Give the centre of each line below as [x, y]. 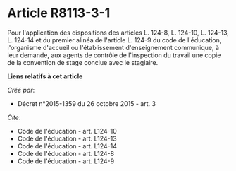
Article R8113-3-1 [59, 13]
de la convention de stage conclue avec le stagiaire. [83, 62]
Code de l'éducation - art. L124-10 [67, 131]
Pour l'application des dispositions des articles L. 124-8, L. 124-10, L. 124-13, [118, 33]
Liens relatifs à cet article [45, 76]
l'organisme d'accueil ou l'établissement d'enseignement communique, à [113, 47]
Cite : [14, 117]
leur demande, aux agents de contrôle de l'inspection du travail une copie [114, 55]
